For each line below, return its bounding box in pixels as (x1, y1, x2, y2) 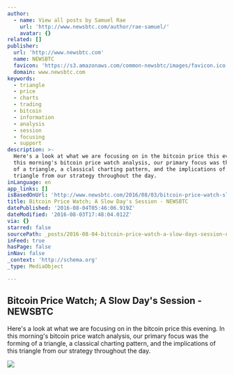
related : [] (7, 36, 42, 43)
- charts (13, 95, 39, 102)
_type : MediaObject (7, 263, 64, 270)
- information (13, 114, 54, 121)
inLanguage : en (7, 178, 52, 185)
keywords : (7, 75, 36, 82)
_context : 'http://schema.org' (7, 257, 98, 263)
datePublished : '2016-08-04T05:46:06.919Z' (7, 205, 136, 212)
